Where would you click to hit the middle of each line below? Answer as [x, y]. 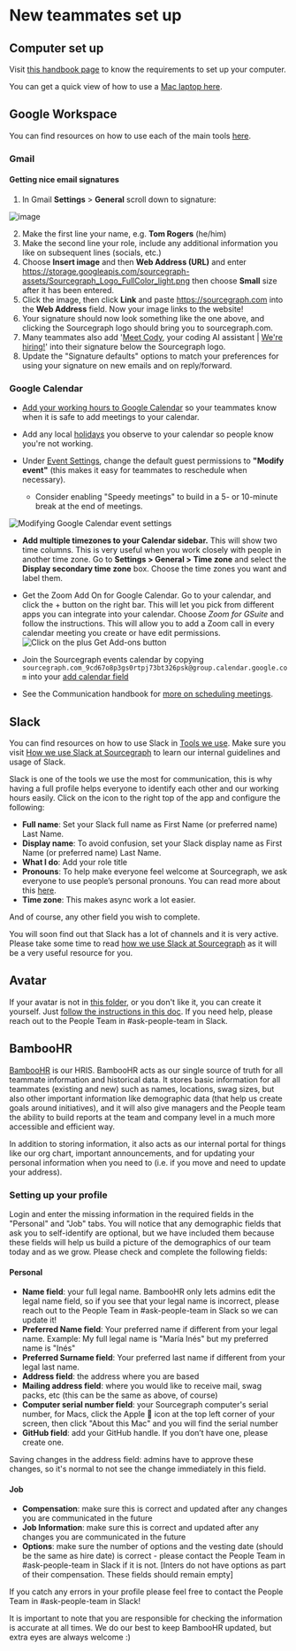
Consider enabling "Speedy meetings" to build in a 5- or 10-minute [156, 497]
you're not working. [57, 444]
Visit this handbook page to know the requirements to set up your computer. [148, 69]
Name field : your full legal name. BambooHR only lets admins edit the [148, 1292]
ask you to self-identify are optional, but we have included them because [142, 1233]
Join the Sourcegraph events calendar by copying [113, 660]
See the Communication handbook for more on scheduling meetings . [148, 694]
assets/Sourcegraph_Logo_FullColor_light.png [106, 281]
